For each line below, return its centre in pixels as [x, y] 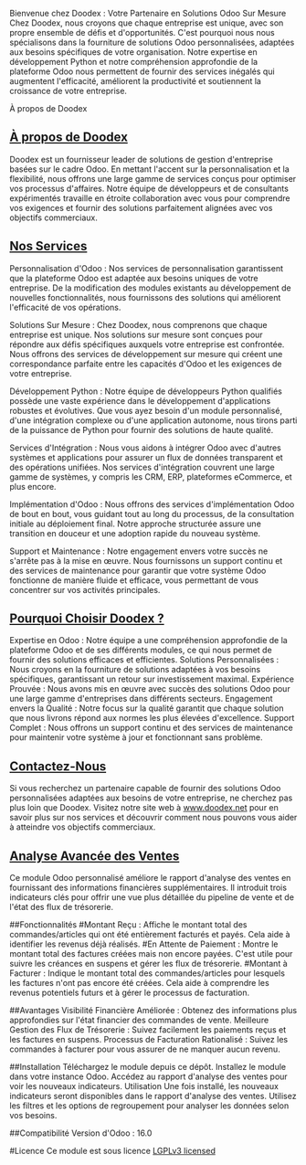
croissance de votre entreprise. [69, 91]
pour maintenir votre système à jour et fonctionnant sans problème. [136, 737]
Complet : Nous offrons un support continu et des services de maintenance [152, 728]
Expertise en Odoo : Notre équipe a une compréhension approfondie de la [148, 641]
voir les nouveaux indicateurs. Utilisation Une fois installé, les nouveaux [144, 1086]
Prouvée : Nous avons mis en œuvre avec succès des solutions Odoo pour [150, 689]
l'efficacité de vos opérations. [65, 307]
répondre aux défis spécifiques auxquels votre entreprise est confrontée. [147, 344]
